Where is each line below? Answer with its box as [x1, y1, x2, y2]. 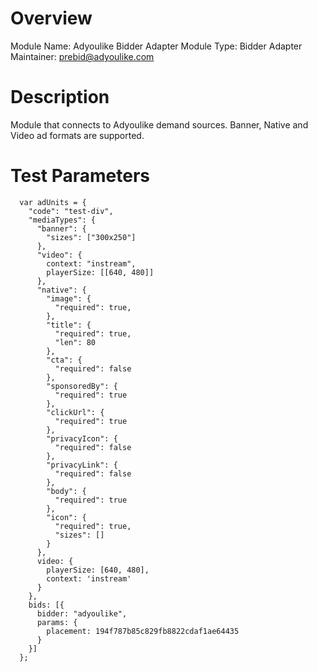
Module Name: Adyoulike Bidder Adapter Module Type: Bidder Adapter [10, 40, 303, 52]
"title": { [46, 320, 92, 330]
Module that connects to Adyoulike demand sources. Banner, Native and [10, 118, 309, 131]
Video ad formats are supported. [10, 129, 145, 141]
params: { [36, 617, 78, 627]
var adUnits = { [19, 197, 87, 207]
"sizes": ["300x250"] [46, 232, 137, 242]
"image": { [46, 293, 92, 304]
